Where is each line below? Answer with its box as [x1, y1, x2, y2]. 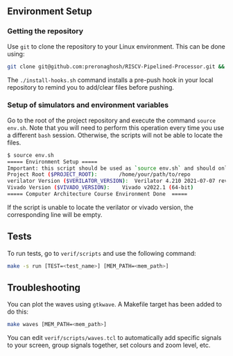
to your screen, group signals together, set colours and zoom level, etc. [7, 341, 211, 350]
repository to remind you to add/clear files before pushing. [7, 83, 175, 91]
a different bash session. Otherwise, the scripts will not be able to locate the [7, 131, 223, 139]
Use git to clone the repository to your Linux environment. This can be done [7, 42, 225, 51]
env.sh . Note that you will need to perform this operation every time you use [7, 123, 225, 131]
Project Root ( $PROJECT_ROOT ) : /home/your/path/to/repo [7, 171, 191, 178]
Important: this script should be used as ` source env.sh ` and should [7, 165, 216, 172]
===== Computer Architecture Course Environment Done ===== [7, 191, 188, 197]
